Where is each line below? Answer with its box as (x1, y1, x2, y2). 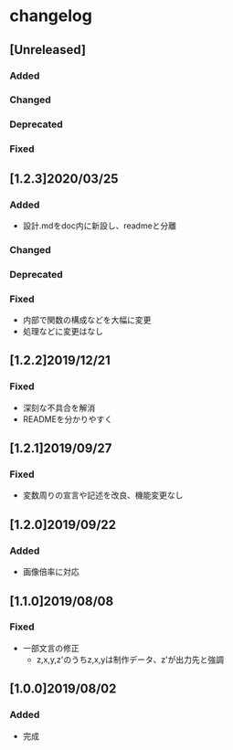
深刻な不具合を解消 (22, 402, 96, 413)
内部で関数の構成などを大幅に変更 (22, 314, 152, 325)
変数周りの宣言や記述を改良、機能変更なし (22, 490, 184, 501)
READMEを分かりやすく (22, 413, 113, 425)
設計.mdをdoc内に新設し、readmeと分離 (22, 220, 176, 231)
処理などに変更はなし (22, 326, 103, 337)
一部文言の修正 (22, 642, 79, 653)
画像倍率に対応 (22, 566, 79, 577)
